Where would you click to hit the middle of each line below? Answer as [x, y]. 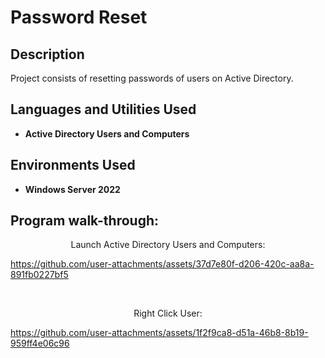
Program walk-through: [85, 221]
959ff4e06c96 [40, 343]
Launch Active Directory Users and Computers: [168, 245]
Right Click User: [168, 313]
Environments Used [73, 165]
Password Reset [79, 17]
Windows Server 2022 [72, 189]
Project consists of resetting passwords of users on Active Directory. [152, 78]
